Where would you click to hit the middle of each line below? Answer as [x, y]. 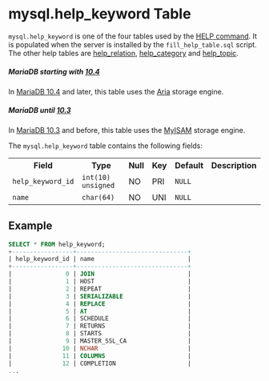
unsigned [98, 185]
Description [234, 165]
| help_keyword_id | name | [100, 259]
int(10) [96, 177]
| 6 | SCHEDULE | [100, 319]
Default [189, 165]
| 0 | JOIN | [100, 274]
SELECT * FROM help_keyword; [57, 244]
